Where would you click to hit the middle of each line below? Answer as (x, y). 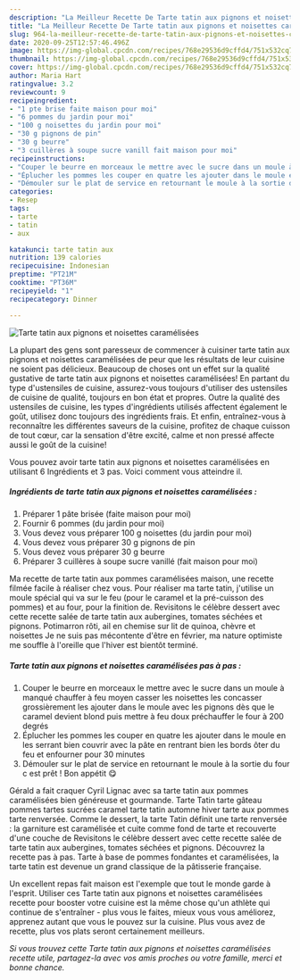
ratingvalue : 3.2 (42, 84)
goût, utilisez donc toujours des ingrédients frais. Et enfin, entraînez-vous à (148, 416)
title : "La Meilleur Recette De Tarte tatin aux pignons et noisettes (143, 26)
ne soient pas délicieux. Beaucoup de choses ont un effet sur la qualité (140, 369)
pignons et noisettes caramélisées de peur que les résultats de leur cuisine (147, 359)
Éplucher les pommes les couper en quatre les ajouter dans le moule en (154, 735)
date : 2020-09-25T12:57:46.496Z (69, 42)
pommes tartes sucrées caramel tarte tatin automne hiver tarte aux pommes (149, 810)
